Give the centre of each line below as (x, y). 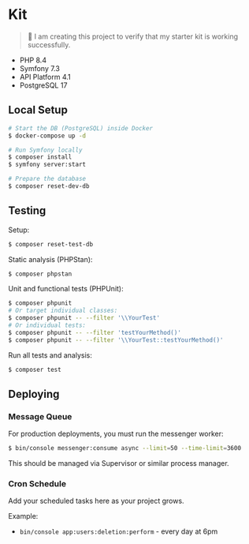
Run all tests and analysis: (50, 355)
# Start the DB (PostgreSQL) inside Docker (81, 128)
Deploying (34, 394)
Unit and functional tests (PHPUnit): (66, 289)
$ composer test (35, 370)
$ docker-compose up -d (47, 136)
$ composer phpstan (40, 274)
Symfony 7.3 (40, 68)
